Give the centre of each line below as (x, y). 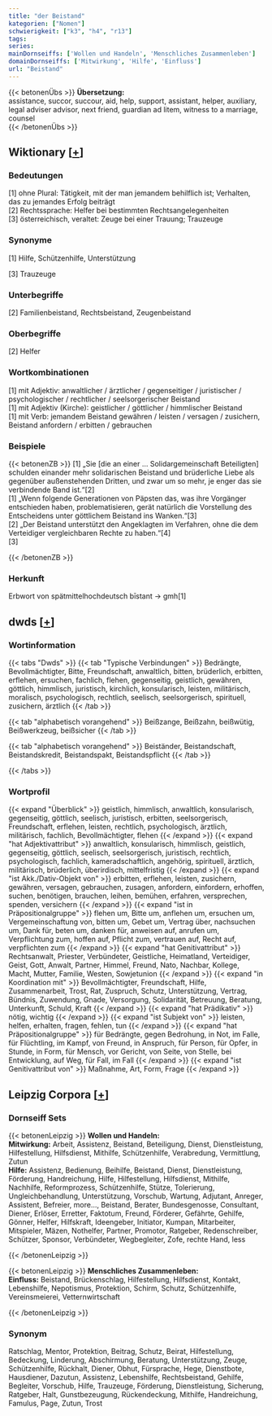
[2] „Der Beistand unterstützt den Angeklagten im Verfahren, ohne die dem (133, 524)
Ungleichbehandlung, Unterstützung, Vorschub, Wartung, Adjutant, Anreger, (136, 1196)
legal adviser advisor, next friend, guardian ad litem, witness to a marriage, (133, 109)
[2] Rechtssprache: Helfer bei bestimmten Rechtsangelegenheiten (119, 210)
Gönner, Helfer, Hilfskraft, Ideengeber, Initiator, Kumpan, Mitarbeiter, (122, 1221)
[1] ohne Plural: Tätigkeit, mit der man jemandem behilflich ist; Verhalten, (130, 193)
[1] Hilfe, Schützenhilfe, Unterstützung (72, 258)
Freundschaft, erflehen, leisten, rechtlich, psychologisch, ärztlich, (118, 826)
